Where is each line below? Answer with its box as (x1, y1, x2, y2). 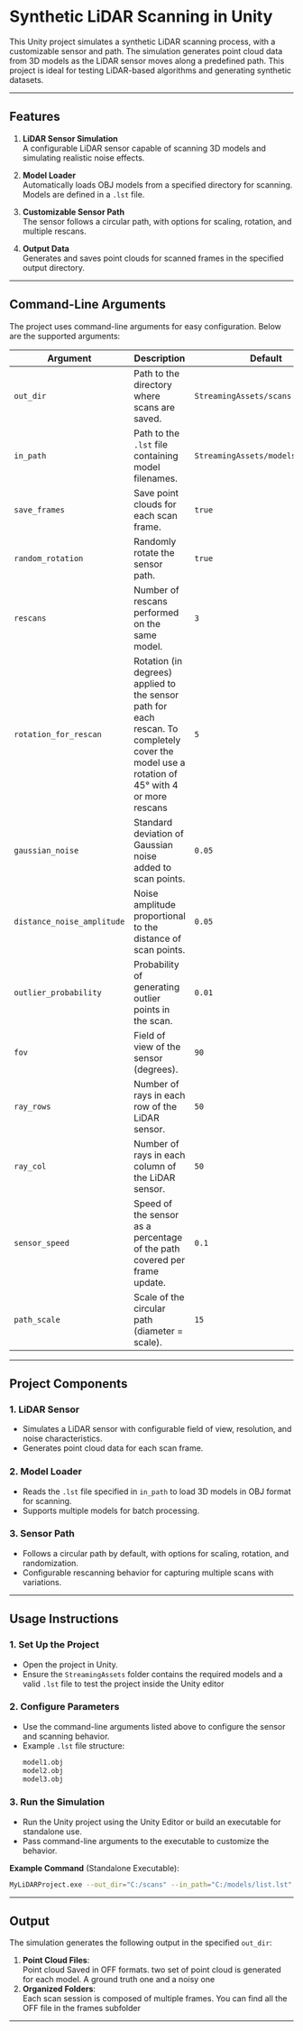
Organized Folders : (22, 1983, 96, 1995)
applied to (133, 677, 176, 689)
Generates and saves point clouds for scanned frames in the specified (22, 253, 284, 263)
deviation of (133, 827, 185, 840)
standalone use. (22, 1825, 83, 1837)
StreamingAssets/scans (194, 391, 292, 401)
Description (133, 352, 186, 365)
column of (133, 1159, 177, 1172)
